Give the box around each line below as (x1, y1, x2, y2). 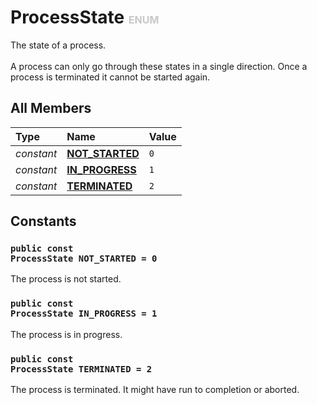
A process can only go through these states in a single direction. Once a (10, 60, 308, 72)
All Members (10, 100, 92, 117)
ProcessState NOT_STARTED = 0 (10, 253, 158, 265)
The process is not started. (10, 273, 122, 285)
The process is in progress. (10, 328, 123, 340)
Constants (10, 213, 77, 230)
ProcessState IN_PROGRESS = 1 (10, 308, 158, 320)
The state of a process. (10, 39, 107, 51)
